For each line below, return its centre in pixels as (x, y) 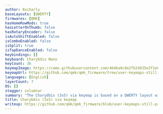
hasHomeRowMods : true (27, 23)
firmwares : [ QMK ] (23, 18)
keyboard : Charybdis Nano (31, 59)
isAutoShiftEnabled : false (32, 37)
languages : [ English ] (27, 77)
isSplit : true (19, 46)
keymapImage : (18, 68)
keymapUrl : (16, 73)
